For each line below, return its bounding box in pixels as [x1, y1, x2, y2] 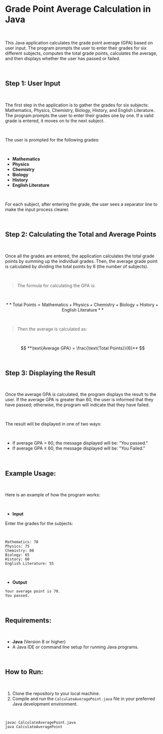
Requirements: [5, 616, 52, 625]
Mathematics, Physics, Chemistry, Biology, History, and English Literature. [5, 107, 155, 113]
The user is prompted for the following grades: [5, 137, 100, 142]
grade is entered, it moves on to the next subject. [5, 117, 105, 124]
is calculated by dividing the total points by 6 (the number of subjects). [5, 263, 149, 269]
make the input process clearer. [5, 206, 69, 212]
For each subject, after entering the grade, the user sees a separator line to [5, 201, 158, 207]
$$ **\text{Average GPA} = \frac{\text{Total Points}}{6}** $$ [20, 345, 145, 351]
